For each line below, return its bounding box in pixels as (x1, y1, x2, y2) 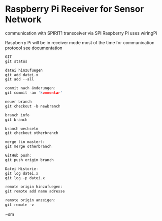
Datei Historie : (5, 166, 38, 171)
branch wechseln (5, 126, 38, 131)
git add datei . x (5, 72, 38, 77)
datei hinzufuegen (5, 68, 43, 73)
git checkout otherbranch (5, 131, 58, 136)
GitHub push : (5, 153, 32, 158)
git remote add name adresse (5, 189, 65, 194)
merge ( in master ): (5, 139, 45, 144)
